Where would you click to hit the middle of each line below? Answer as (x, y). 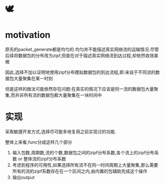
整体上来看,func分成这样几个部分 (39, 142)
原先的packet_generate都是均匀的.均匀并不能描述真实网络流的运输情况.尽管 (82, 49)
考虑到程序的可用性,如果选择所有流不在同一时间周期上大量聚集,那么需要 (85, 165)
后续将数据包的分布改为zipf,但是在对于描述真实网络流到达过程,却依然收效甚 (82, 56)
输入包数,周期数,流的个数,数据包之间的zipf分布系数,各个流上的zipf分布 (83, 153)
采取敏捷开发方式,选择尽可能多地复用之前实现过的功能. (61, 132)
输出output (23, 178)
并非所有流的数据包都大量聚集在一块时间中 (59, 95)
